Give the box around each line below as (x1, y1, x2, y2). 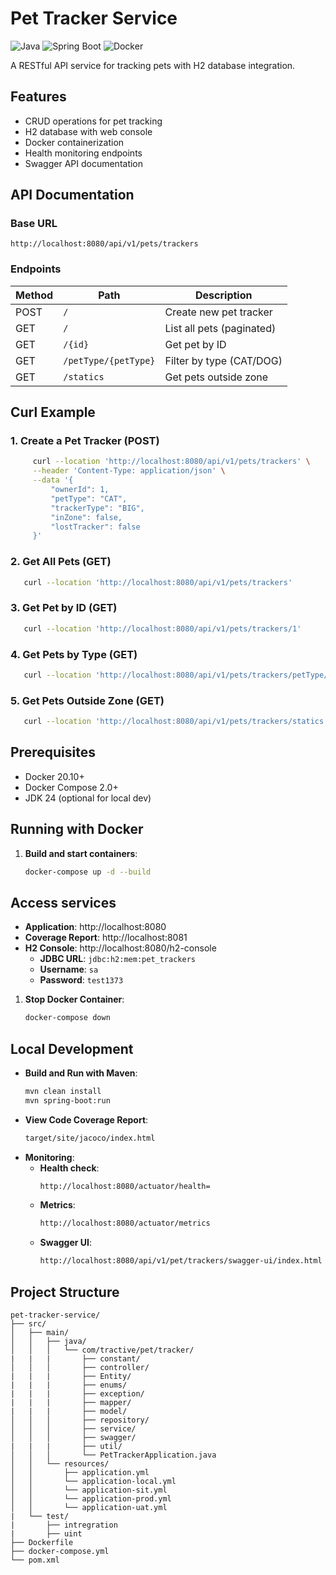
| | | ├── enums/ (10, 1380, 128, 1391)
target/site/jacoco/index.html (24, 1133, 156, 1143)
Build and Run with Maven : (24, 1067, 138, 1079)
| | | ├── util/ (10, 1442, 123, 1452)
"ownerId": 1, (50, 485, 110, 495)
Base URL (10, 217, 58, 231)
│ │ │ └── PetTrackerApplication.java (10, 1450, 217, 1461)
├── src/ (10, 1319, 47, 1329)
